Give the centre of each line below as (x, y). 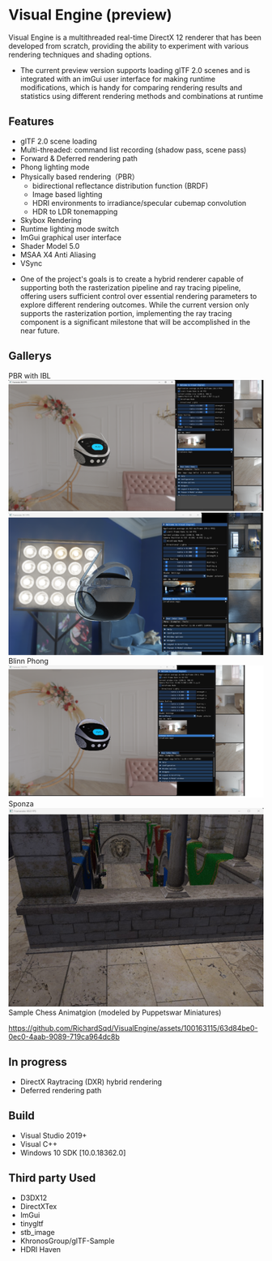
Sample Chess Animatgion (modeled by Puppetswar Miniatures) (115, 1013)
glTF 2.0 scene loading (58, 141)
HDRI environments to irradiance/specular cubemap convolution (139, 203)
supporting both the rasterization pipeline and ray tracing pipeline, (130, 287)
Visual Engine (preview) (90, 15)
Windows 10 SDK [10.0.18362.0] (73, 1152)
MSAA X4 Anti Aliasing (58, 254)
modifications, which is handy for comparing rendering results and (131, 88)
